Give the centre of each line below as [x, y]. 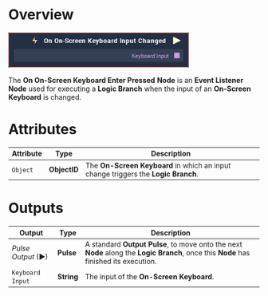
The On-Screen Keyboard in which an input [158, 165]
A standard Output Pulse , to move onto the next [164, 244]
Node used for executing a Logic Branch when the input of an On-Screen [130, 89]
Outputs [36, 208]
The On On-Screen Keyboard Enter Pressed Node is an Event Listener [126, 80]
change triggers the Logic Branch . [142, 174]
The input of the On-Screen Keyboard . [150, 276]
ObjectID [64, 170]
